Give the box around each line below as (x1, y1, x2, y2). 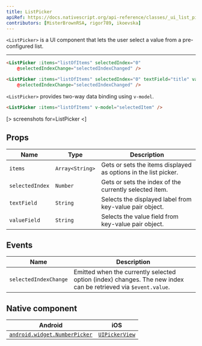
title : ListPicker (6, 8, 52, 15)
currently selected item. (101, 185, 168, 194)
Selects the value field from (101, 212, 179, 221)
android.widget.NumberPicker (9, 331, 93, 338)
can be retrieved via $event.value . (73, 283, 170, 291)
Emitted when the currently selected (73, 268, 176, 276)
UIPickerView (98, 331, 136, 338)
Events (6, 240, 33, 250)
